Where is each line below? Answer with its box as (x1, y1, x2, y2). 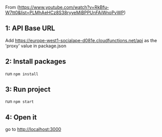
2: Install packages (5, 57, 67, 66)
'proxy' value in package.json (5, 43, 67, 49)
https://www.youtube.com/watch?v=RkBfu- (18, 5, 110, 10)
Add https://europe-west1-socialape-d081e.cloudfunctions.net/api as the (5, 37, 157, 43)
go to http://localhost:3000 (5, 126, 62, 132)
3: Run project (5, 85, 50, 94)
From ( (5, 5, 19, 10)
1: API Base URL (5, 24, 56, 33)
